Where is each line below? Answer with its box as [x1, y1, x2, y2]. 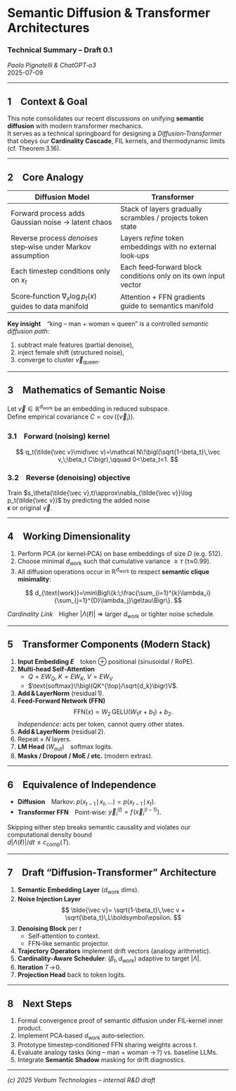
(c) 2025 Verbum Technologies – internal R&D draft [7, 1076, 156, 1085]
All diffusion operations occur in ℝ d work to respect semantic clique [17, 566, 209, 576]
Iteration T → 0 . [17, 963, 62, 972]
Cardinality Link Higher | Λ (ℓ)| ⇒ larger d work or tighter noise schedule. [7, 610, 216, 620]
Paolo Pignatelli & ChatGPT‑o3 [7, 61, 96, 70]
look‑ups [120, 251, 150, 261]
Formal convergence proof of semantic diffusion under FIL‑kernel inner [17, 1016, 223, 1025]
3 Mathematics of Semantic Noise [7, 384, 166, 396]
